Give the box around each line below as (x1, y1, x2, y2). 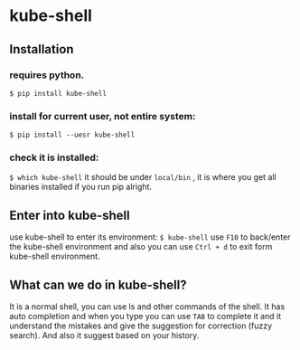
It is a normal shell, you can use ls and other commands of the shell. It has (9, 301, 286, 312)
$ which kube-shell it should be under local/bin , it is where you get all (9, 172, 277, 183)
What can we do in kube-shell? (9, 277, 187, 292)
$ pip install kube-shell (9, 89, 107, 98)
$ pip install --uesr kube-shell (9, 130, 136, 140)
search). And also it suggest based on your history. (9, 330, 200, 341)
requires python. (9, 69, 85, 81)
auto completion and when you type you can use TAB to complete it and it (9, 311, 282, 322)
